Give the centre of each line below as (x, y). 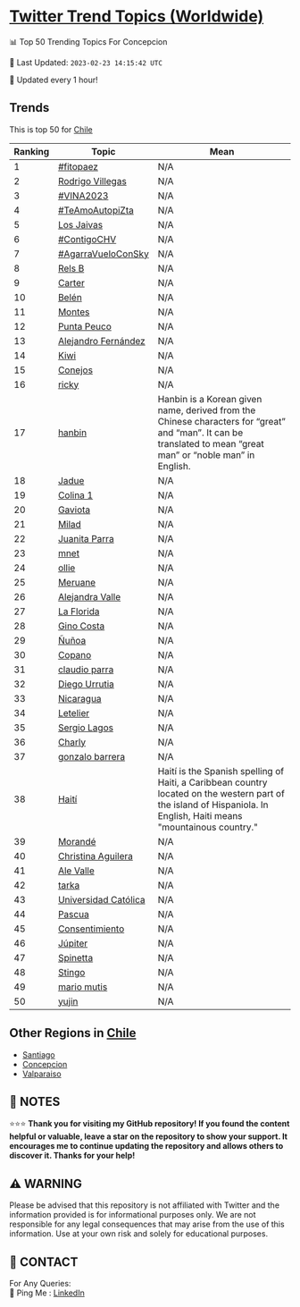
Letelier (74, 713)
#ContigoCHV (87, 239)
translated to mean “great (211, 443)
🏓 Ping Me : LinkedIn (47, 1293)
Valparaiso (42, 1074)
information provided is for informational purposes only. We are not (133, 1215)
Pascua (73, 914)
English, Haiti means (200, 815)
